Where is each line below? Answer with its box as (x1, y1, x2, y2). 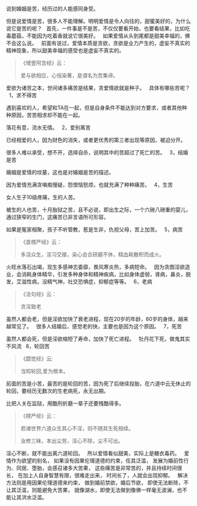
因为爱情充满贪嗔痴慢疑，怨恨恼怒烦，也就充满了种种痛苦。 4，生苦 (6, 181, 173, 188)
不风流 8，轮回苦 (6, 343, 50, 349)
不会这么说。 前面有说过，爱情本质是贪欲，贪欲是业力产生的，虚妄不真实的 (6, 40, 191, 46)
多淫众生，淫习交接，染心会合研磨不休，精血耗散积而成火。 (20, 251, 165, 258)
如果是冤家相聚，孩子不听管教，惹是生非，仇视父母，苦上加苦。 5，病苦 (6, 226, 184, 233)
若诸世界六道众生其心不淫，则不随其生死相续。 (20, 425, 134, 431)
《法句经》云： (20, 291, 57, 298)
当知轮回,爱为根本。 (20, 367, 69, 375)
